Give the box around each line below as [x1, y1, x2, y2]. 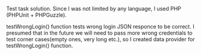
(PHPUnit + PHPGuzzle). [6, 11, 67, 19]
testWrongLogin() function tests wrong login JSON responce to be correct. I [6, 23, 194, 30]
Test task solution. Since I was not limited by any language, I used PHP [6, 5, 182, 12]
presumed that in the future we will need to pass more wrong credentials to [6, 29, 193, 36]
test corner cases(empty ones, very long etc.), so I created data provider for [6, 36, 196, 42]
